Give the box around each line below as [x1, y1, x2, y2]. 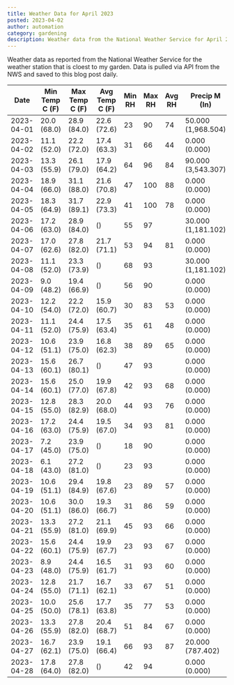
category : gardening [7, 29, 68, 37]
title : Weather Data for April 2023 [7, 10, 114, 17]
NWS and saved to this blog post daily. [7, 70, 118, 79]
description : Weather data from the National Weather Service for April [7, 36, 223, 43]
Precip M [190, 91, 221, 101]
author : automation [7, 23, 64, 30]
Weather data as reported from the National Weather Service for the [7, 55, 203, 63]
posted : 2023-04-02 [7, 17, 64, 24]
